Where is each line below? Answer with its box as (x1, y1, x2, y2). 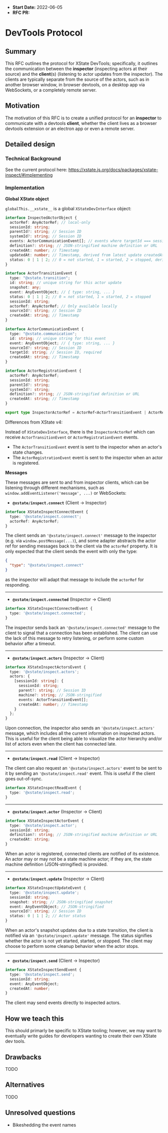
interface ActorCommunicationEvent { (5, 327, 84, 332)
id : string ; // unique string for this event (9, 336, 106, 341)
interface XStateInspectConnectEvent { (5, 509, 88, 514)
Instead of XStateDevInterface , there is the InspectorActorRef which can (5, 429, 155, 435)
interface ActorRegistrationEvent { (5, 368, 81, 373)
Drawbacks (5, 1053, 41, 1061)
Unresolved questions (5, 1108, 76, 1117)
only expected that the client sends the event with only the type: (5, 548, 137, 554)
